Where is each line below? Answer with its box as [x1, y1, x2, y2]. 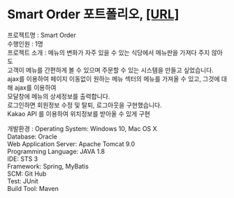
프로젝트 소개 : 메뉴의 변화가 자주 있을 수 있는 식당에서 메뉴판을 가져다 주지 [7, 48, 210, 57]
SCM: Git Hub [7, 169, 47, 178]
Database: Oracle [7, 132, 57, 141]
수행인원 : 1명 [7, 39, 44, 48]
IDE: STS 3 [7, 155, 38, 163]
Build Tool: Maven [7, 184, 59, 192]
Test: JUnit [7, 176, 38, 185]
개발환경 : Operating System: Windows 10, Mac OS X [7, 124, 157, 133]
